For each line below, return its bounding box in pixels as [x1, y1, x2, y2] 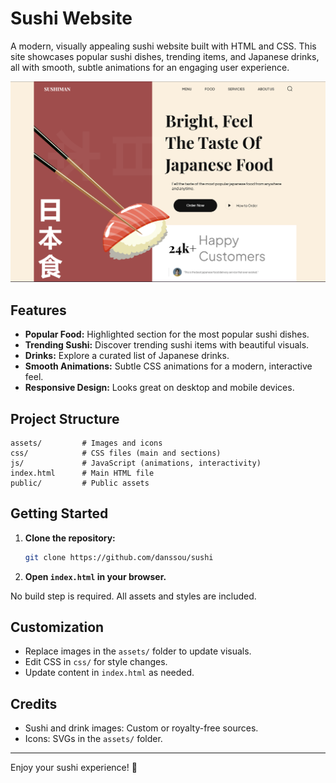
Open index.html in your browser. [24, 570, 167, 582]
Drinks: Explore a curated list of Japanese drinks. [24, 350, 230, 362]
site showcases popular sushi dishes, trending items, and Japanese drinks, [10, 50, 320, 62]
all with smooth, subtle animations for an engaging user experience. [10, 61, 290, 73]
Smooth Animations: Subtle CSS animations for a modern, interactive [24, 360, 313, 372]
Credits [10, 695, 58, 712]
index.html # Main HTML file [10, 468, 155, 478]
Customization [10, 619, 105, 636]
